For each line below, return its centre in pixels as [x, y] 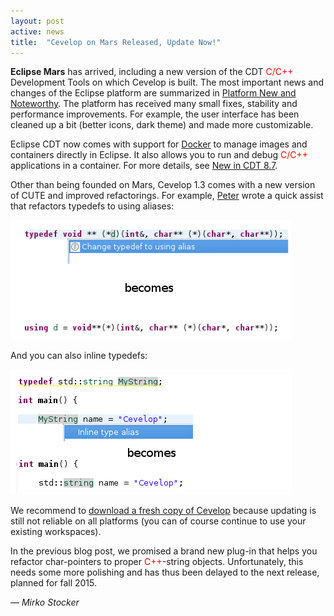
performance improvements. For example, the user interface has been [155, 114]
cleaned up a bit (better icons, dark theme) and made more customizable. [162, 125]
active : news [37, 31]
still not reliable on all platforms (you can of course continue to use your [158, 521]
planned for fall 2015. [53, 583]
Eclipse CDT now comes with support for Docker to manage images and [159, 144]
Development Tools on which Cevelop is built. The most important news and [167, 82]
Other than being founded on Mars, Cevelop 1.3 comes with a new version [163, 185]
